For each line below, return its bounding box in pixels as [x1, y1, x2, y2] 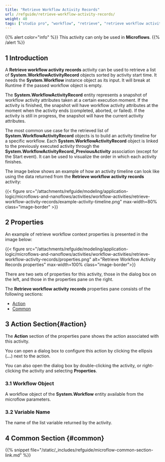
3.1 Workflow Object [5, 380, 54, 387]
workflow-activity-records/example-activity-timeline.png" [5, 199, 122, 205]
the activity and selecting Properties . [22, 368, 97, 374]
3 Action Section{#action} [5, 320, 87, 328]
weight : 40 [5, 16, 27, 21]
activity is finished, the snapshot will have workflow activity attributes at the [5, 103, 159, 109]
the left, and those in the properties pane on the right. [5, 276, 114, 282]
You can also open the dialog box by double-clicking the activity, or [5, 362, 141, 368]
